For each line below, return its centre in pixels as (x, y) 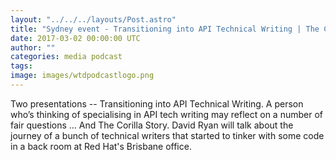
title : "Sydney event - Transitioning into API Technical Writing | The (165, 29)
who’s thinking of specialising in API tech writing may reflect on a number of (166, 114)
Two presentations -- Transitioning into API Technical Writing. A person (157, 103)
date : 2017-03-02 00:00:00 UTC (75, 38)
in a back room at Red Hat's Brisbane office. (101, 146)
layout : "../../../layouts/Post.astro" (93, 19)
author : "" (33, 47)
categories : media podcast (66, 57)
